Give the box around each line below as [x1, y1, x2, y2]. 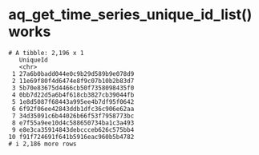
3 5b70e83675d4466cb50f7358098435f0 [11, 84, 135, 92]
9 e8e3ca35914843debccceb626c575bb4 [11, 125, 135, 133]
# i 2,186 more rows [8, 140, 78, 148]
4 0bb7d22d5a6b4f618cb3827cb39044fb [11, 90, 135, 99]
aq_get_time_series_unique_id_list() [8, 6, 253, 24]
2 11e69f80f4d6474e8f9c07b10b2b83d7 [11, 77, 135, 85]
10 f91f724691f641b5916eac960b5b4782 [8, 133, 135, 141]
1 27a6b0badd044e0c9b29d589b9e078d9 [11, 70, 135, 77]
